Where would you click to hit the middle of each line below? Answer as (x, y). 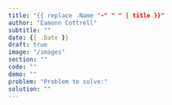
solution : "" (30, 89)
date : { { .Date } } (38, 37)
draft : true (28, 45)
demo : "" (23, 74)
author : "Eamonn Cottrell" (53, 23)
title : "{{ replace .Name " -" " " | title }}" (86, 15)
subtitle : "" (30, 30)
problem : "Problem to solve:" (58, 81)
